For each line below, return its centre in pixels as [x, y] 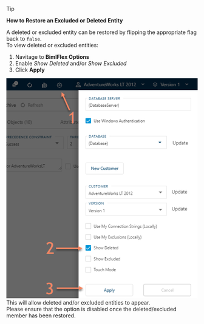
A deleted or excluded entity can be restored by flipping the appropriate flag [102, 32]
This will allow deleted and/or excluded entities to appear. [78, 302]
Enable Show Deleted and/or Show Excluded [71, 63]
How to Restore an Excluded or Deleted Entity [65, 20]
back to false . [24, 39]
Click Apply [30, 70]
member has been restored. [41, 316]
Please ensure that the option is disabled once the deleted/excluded [91, 309]
